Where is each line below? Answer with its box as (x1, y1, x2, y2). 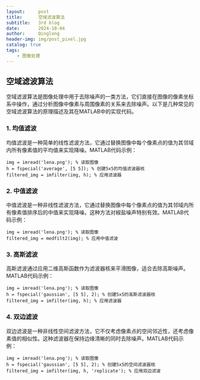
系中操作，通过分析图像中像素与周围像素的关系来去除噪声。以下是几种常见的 (6, 100, 194, 107)
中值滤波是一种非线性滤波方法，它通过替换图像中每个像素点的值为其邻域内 (6, 201, 189, 208)
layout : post (6, 8, 49, 15)
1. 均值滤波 (6, 124, 37, 132)
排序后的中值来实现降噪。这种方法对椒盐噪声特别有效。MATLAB (26, 209, 184, 216)
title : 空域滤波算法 (6, 14, 65, 20)
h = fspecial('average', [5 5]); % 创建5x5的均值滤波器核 (6, 166, 145, 172)
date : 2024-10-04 (6, 25, 65, 31)
